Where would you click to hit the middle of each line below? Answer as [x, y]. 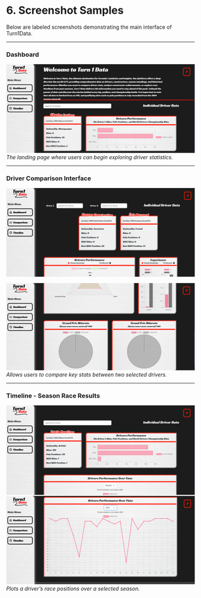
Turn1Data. [19, 33]
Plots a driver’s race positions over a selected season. [73, 589]
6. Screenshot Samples [65, 10]
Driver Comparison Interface [49, 178]
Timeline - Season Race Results [53, 396]
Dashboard [23, 54]
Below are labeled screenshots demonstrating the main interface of [89, 27]
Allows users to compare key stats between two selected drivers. [87, 374]
